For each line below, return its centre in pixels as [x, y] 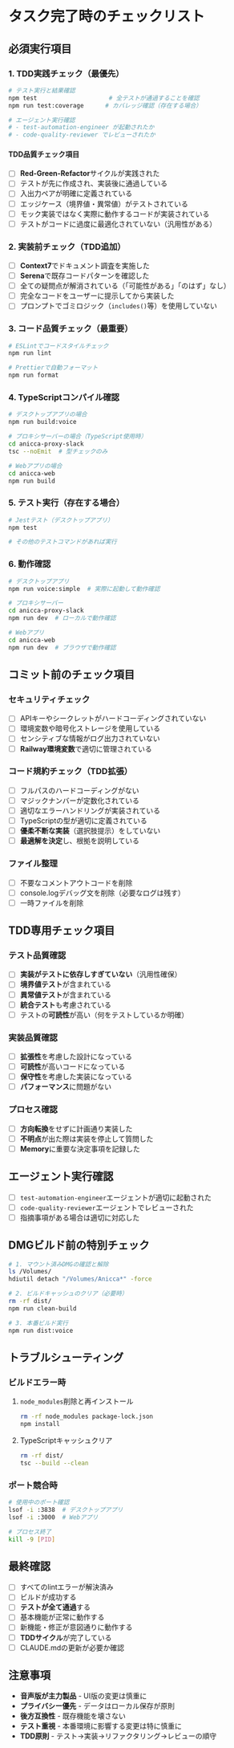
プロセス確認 [33, 1110]
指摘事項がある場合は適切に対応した [80, 1217]
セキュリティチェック [49, 699]
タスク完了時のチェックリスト [107, 16]
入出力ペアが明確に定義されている [76, 194]
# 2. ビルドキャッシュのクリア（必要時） [68, 1294]
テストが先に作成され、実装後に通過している [94, 183]
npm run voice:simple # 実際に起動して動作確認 [84, 589]
